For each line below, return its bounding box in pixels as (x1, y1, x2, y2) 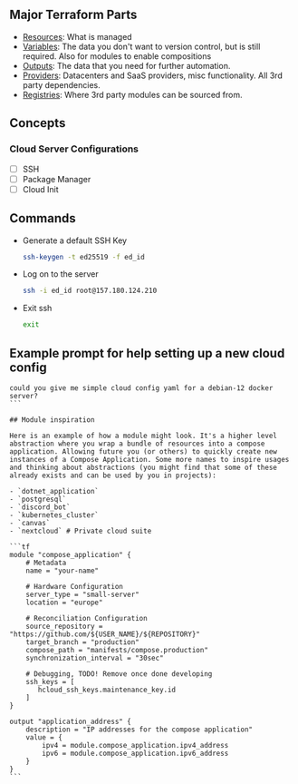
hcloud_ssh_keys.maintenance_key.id (37, 685, 177, 694)
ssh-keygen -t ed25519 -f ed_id (22, 252, 145, 261)
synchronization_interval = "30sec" (25, 653, 165, 662)
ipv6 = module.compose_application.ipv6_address (42, 749, 229, 758)
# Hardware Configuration (25, 582, 124, 591)
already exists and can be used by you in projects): (9, 471, 217, 480)
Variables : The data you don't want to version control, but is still (22, 41, 261, 52)
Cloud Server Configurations (9, 142, 139, 155)
